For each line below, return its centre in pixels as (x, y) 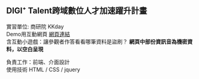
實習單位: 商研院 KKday (35, 27)
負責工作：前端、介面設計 (38, 62)
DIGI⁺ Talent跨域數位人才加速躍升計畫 (77, 11)
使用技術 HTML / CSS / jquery (43, 69)
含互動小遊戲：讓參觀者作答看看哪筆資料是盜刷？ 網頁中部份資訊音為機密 (97, 42)
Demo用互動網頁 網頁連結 (38, 34)
